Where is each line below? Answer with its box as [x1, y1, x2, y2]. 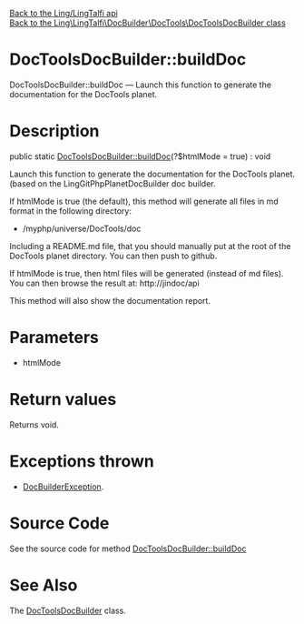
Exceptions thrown [9, 450, 154, 471]
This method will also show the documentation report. [9, 295, 211, 306]
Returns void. [9, 418, 59, 430]
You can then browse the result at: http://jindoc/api [9, 277, 200, 288]
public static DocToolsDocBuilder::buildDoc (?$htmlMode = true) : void [9, 150, 271, 162]
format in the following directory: [9, 205, 132, 216]
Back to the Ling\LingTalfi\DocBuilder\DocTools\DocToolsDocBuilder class [9, 17, 286, 28]
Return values [9, 389, 117, 409]
